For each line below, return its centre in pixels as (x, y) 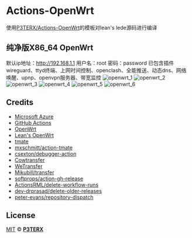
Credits (20, 102)
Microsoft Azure (34, 116)
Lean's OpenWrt (34, 135)
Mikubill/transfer (34, 172)
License (21, 215)
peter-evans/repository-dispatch (54, 197)
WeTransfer (28, 166)
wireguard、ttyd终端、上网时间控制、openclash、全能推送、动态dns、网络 (96, 70)
